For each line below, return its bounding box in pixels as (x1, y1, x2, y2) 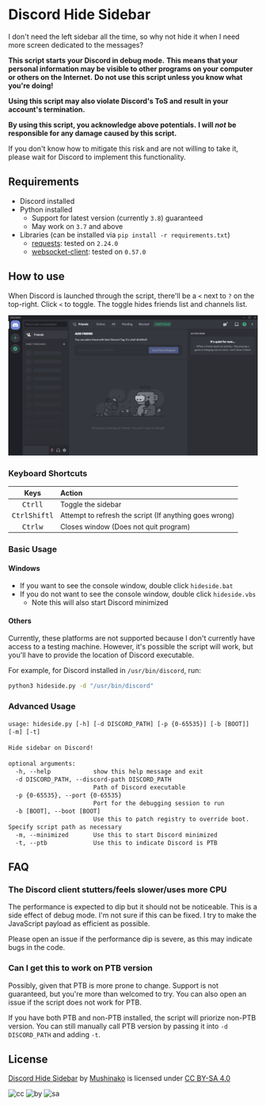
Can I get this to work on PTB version (8, 962, 153, 974)
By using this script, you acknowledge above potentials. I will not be (8, 120, 237, 129)
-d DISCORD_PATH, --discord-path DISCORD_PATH (15, 775, 172, 783)
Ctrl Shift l (11, 511, 54, 520)
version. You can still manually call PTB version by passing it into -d (8, 1021, 228, 1031)
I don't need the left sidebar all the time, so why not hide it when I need (8, 32, 240, 41)
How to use (8, 270, 65, 283)
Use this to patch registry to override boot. (93, 815, 249, 823)
